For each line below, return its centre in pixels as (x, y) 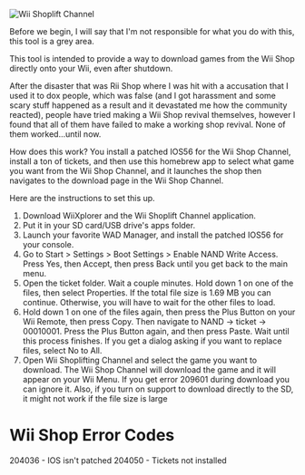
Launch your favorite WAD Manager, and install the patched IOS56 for (153, 235)
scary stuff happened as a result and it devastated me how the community (148, 105)
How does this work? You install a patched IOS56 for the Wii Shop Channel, (150, 151)
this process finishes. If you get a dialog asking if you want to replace (152, 341)
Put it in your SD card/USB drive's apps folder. (109, 225)
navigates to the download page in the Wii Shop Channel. (117, 180)
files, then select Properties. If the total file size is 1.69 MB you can (147, 293)
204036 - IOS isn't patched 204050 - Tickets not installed (118, 460)
